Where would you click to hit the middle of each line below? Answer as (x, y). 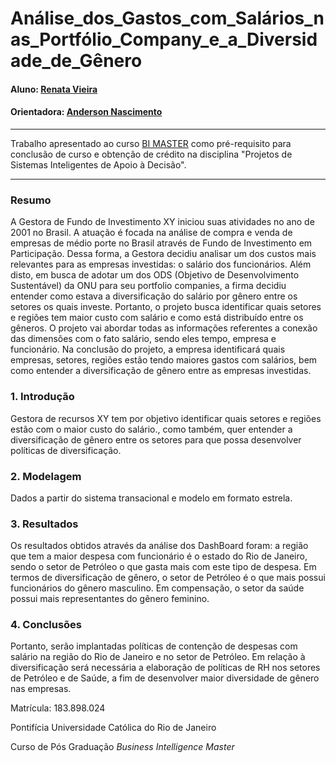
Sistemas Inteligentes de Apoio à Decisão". (98, 164)
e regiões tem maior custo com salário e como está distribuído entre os (157, 318)
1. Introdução (42, 397)
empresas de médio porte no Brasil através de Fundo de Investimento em (161, 243)
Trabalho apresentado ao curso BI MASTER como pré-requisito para (151, 143)
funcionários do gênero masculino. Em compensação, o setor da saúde (157, 588)
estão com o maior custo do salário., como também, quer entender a (151, 429)
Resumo (31, 200)
